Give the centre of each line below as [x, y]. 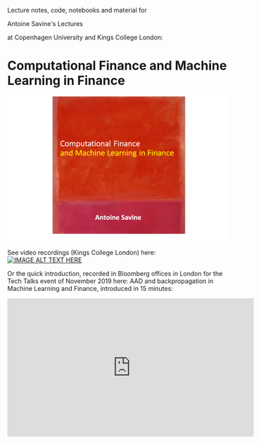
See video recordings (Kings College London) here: [82, 253]
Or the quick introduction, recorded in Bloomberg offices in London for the [115, 274]
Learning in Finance [66, 81]
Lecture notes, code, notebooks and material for [77, 10]
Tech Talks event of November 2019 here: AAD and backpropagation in [110, 281]
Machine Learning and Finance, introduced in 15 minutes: [90, 289]
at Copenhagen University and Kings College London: [85, 37]
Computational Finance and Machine [117, 66]
